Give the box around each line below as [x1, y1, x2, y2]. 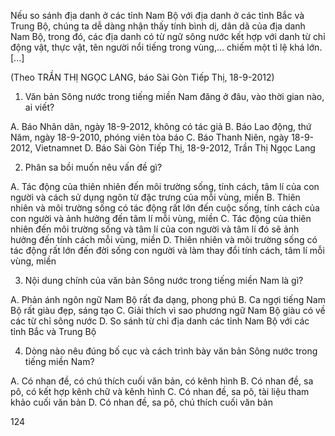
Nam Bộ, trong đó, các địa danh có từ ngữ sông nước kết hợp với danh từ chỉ [10, 31, 326, 42]
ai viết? [24, 101, 55, 113]
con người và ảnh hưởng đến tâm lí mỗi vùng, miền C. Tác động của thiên [10, 213, 312, 224]
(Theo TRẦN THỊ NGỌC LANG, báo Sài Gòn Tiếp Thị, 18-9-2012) [10, 71, 275, 83]
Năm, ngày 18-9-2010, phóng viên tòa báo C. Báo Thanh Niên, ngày [10, 131, 290, 143]
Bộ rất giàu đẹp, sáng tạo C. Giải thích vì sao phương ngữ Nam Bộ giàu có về [10, 305, 326, 316]
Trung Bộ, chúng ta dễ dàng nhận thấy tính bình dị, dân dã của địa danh [10, 20, 306, 32]
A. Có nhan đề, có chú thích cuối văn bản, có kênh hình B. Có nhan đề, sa [10, 375, 314, 387]
